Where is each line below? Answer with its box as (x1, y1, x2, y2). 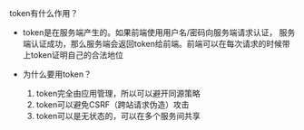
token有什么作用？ (9, 8, 79, 18)
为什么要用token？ (22, 69, 93, 79)
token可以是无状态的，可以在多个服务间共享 (35, 111, 201, 121)
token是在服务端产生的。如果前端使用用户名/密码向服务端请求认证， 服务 (22, 27, 296, 38)
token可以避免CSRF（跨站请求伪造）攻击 (35, 99, 190, 110)
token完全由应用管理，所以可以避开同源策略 (35, 88, 201, 98)
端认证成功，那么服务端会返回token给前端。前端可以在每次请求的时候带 (22, 39, 290, 49)
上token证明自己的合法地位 (22, 50, 124, 60)
